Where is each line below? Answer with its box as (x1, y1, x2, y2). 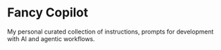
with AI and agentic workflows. (7, 34, 95, 42)
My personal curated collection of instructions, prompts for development (7, 27, 214, 36)
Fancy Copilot (7, 5, 88, 21)
